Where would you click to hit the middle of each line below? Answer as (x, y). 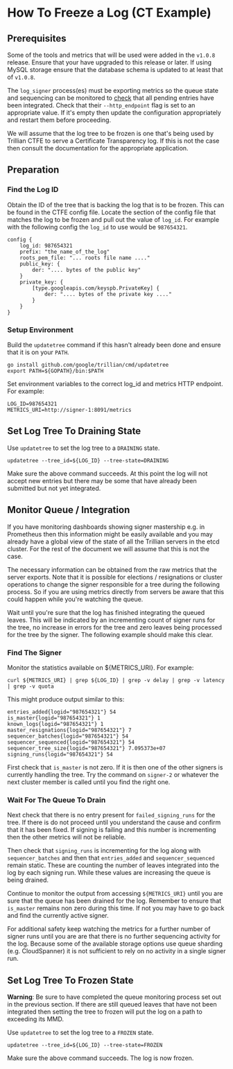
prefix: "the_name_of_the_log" (65, 252)
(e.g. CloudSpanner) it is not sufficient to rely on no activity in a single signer (116, 951)
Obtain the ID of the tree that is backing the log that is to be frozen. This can (116, 205)
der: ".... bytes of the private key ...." (108, 294)
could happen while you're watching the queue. (75, 599)
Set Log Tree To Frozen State (70, 980)
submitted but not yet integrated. (54, 488)
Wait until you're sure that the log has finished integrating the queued (106, 612)
